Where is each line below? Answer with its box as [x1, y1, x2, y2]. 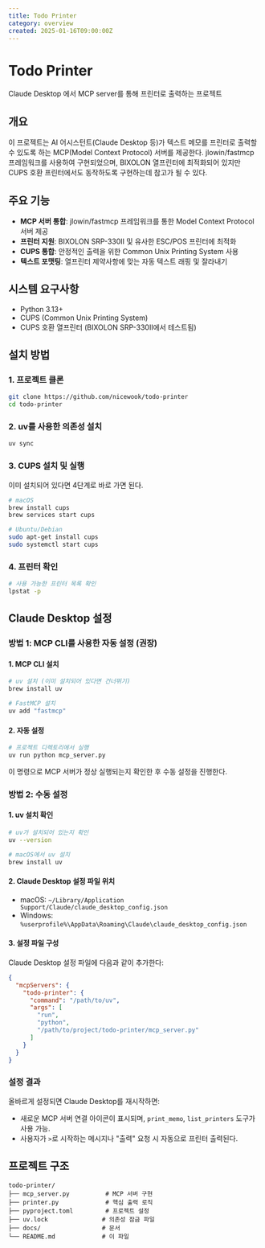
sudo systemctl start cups [8, 540, 99, 549]
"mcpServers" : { [15, 981, 70, 989]
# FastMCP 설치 [8, 700, 56, 708]
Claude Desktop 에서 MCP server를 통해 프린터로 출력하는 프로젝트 [8, 89, 222, 99]
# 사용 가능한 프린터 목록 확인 [8, 580, 96, 588]
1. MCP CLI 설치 [8, 659, 59, 668]
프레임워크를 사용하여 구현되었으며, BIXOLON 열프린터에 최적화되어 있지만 [8, 158, 241, 167]
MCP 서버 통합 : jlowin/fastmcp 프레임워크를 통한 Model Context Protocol [19, 216, 255, 226]
